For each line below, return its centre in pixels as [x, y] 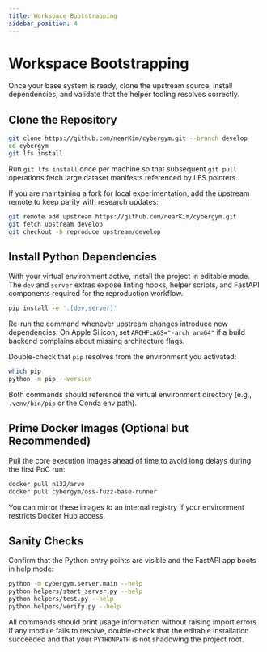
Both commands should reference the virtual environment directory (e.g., [130, 394]
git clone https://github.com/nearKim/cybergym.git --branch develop [128, 138]
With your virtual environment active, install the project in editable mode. [129, 277]
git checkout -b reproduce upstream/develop [85, 231]
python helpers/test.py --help [61, 599]
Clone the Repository [63, 119]
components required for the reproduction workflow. [96, 294]
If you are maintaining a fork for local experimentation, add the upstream [129, 193]
